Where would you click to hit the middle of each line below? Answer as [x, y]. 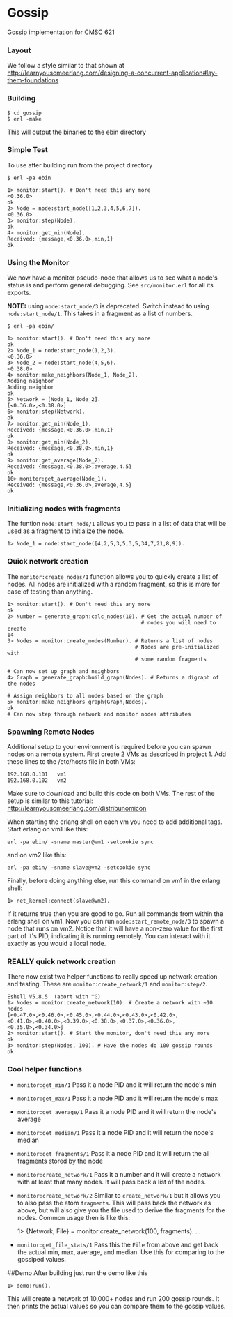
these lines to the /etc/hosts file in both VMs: [71, 762]
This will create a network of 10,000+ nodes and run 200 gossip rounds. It [113, 1298]
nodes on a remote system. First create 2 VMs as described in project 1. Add [117, 754]
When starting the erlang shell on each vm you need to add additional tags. [115, 822]
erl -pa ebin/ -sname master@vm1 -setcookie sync [81, 842]
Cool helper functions [45, 1069]
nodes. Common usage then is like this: [74, 1217]
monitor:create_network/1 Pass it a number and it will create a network [119, 1174]
